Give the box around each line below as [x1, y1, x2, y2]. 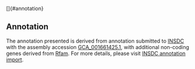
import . [6, 56, 24, 63]
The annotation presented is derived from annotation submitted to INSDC [6, 37, 184, 44]
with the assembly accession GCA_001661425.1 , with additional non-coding [6, 43, 190, 50]
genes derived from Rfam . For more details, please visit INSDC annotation [6, 50, 186, 57]
